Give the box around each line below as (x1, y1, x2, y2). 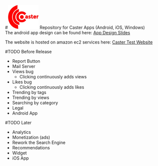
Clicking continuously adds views (19, 74, 87, 80)
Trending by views (12, 95, 50, 100)
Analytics (12, 129, 31, 135)
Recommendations (12, 145, 50, 151)
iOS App (12, 155, 29, 161)
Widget (12, 150, 27, 156)
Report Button (12, 58, 40, 64)
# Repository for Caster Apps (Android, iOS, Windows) (5, 24, 145, 30)
